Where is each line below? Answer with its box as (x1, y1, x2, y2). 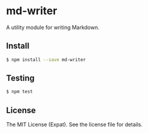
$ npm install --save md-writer (6, 56, 86, 63)
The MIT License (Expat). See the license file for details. (6, 121, 143, 128)
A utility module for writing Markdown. (6, 24, 99, 31)
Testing (6, 73, 35, 84)
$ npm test (6, 89, 33, 95)
